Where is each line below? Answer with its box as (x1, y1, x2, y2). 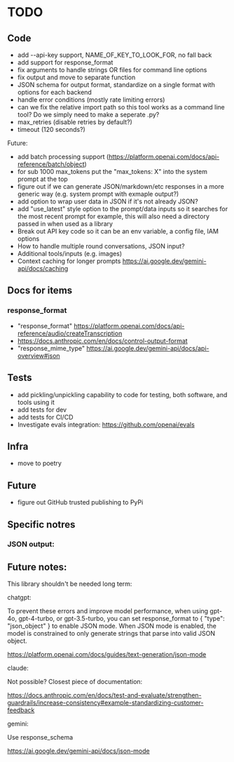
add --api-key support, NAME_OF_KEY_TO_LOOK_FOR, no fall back (17, 51, 212, 59)
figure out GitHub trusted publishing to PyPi (17, 498, 144, 507)
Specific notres (7, 519, 76, 530)
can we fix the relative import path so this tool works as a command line (17, 103, 226, 111)
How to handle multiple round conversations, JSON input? (17, 242, 185, 250)
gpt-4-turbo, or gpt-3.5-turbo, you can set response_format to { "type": (18, 615, 226, 623)
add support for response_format (17, 58, 113, 67)
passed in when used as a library (17, 220, 113, 228)
